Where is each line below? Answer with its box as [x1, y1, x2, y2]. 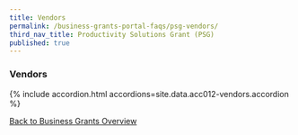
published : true [9, 38, 70, 48]
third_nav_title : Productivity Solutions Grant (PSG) [9, 30, 215, 39]
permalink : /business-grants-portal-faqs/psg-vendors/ [9, 22, 219, 31]
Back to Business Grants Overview [9, 115, 137, 126]
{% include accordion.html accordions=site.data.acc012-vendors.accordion [9, 88, 289, 99]
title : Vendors [9, 13, 66, 22]
